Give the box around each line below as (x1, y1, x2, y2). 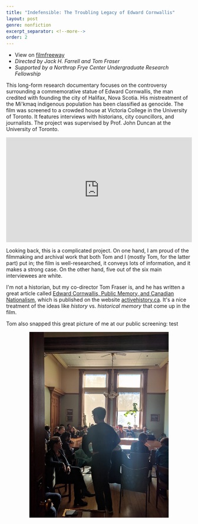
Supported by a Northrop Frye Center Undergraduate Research (14, 64, 169, 71)
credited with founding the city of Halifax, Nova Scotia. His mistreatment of (6, 95, 189, 102)
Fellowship (14, 70, 41, 77)
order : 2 (6, 34, 28, 41)
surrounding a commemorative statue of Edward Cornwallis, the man (6, 88, 174, 95)
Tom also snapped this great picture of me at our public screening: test (6, 320, 179, 327)
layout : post (6, 15, 38, 22)
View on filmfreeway (14, 51, 65, 58)
